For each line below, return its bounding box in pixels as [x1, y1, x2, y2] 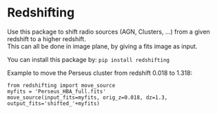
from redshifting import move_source [7, 82, 116, 89]
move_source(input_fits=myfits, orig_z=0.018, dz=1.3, [7, 94, 168, 101]
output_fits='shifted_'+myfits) [7, 100, 100, 107]
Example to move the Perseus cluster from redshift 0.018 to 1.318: [7, 69, 193, 77]
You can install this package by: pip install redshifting [7, 55, 170, 63]
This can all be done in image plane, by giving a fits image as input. [7, 42, 198, 50]
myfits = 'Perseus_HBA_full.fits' [7, 88, 107, 95]
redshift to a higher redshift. [7, 34, 86, 43]
